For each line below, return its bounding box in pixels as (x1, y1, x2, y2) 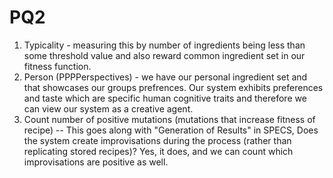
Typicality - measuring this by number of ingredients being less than (23, 39, 306, 51)
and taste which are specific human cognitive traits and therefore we (23, 92, 307, 104)
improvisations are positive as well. (23, 156, 169, 168)
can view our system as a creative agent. (23, 102, 194, 115)
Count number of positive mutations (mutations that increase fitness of (23, 113, 316, 125)
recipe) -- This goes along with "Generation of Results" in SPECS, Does (23, 124, 319, 136)
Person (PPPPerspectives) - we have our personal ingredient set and (23, 71, 308, 83)
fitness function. (23, 60, 92, 72)
